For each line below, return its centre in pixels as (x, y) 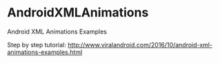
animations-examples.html (45, 52)
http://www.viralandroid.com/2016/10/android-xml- (140, 45)
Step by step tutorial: (37, 45)
